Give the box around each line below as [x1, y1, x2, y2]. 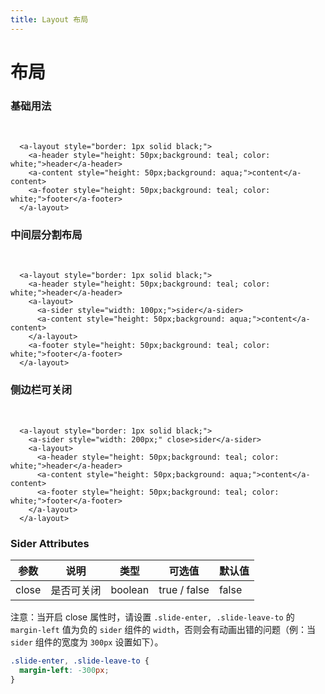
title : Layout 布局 [10, 14, 89, 25]
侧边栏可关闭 [10, 383, 73, 397]
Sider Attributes [10, 536, 90, 550]
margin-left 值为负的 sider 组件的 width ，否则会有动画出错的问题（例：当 [10, 624, 317, 635]
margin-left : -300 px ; [19, 665, 110, 675]
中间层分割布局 [10, 228, 83, 242]
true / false [158, 583, 210, 596]
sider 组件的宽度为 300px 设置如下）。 [10, 636, 164, 648]
